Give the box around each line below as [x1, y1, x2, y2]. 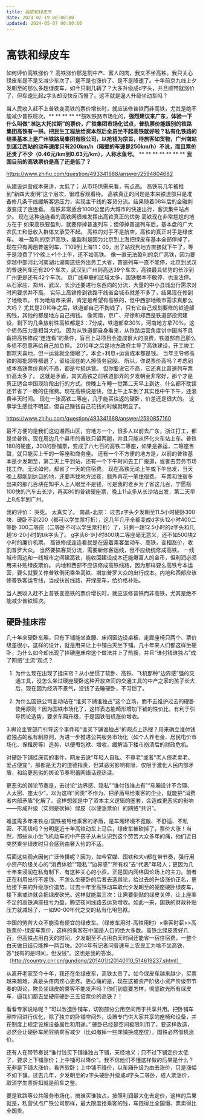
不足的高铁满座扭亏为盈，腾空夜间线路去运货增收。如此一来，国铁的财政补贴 [6, 899, 197, 906]
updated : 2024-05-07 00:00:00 [6, 20, 83, 26]
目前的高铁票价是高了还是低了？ [11, 158, 91, 166]
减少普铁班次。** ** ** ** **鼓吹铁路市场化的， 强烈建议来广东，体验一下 [11, 113, 192, 120]
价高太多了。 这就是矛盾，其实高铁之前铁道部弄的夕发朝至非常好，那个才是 [6, 373, 193, 380]
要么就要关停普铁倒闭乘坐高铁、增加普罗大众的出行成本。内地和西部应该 [16, 569, 197, 576]
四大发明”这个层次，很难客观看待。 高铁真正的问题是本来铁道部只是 [19, 191, 187, 198]
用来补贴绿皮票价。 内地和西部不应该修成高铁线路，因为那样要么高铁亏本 [6, 562, 188, 569]
